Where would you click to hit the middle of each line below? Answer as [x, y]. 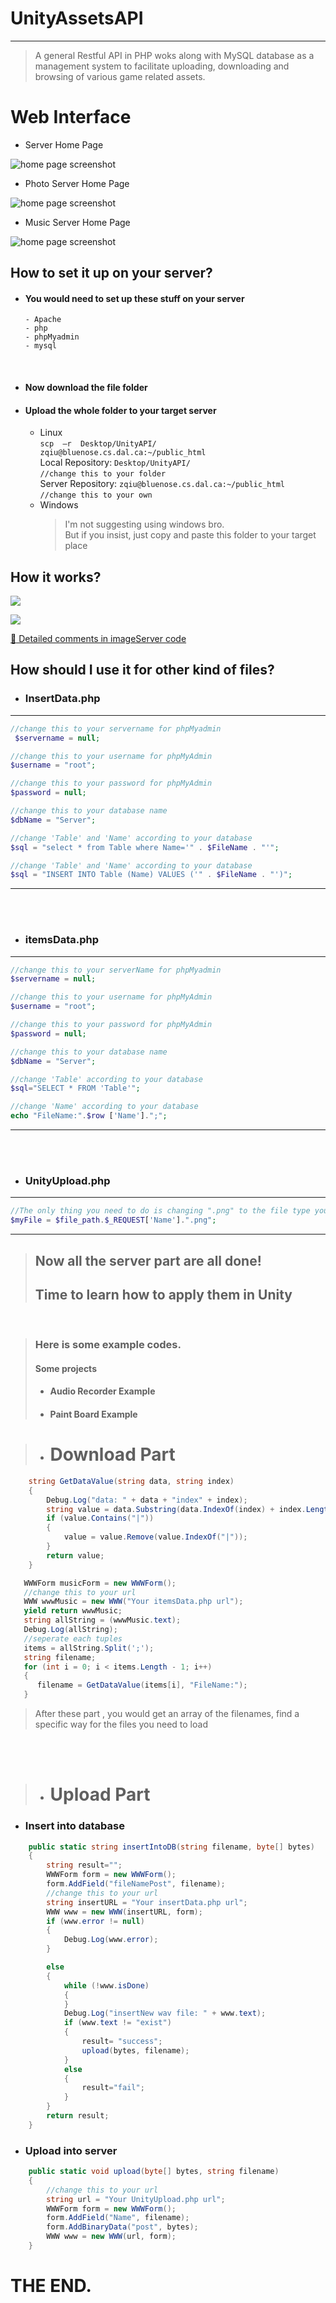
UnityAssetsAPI [77, 18]
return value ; [75, 1555]
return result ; [78, 2116]
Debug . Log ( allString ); [70, 1630]
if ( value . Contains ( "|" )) [100, 1518]
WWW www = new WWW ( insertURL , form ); [124, 1912]
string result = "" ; [84, 1865]
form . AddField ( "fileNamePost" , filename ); [136, 1884]
